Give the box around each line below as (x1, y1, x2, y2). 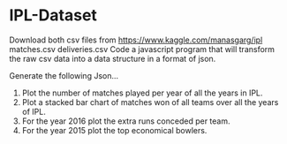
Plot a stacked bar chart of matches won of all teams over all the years (21, 96, 279, 107)
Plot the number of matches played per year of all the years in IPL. (21, 87, 263, 98)
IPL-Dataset (9, 5, 97, 26)
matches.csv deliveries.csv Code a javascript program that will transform (9, 43, 276, 54)
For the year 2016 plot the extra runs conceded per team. (21, 116, 231, 126)
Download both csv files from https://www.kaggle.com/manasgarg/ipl (9, 34, 263, 45)
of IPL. (21, 106, 46, 117)
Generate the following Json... (9, 70, 119, 80)
